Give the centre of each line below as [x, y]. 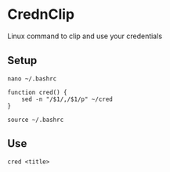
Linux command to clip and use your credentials [85, 36]
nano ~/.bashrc [32, 79]
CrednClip [41, 14]
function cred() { [37, 92]
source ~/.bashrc [36, 120]
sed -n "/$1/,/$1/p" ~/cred [67, 99]
